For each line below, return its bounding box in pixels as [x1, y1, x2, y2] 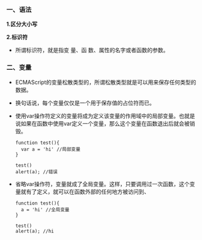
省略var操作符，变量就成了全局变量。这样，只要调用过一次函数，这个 [15, 180, 190, 187]
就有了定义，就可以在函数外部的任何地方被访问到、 [20, 188, 150, 195]
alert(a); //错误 [15, 168, 58, 175]
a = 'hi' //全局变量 [21, 206, 70, 212]
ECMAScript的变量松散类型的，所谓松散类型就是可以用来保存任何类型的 [15, 78, 196, 86]
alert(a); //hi [15, 228, 54, 234]
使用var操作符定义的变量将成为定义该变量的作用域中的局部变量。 [15, 112, 179, 119]
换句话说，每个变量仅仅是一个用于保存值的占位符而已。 [15, 99, 155, 107]
